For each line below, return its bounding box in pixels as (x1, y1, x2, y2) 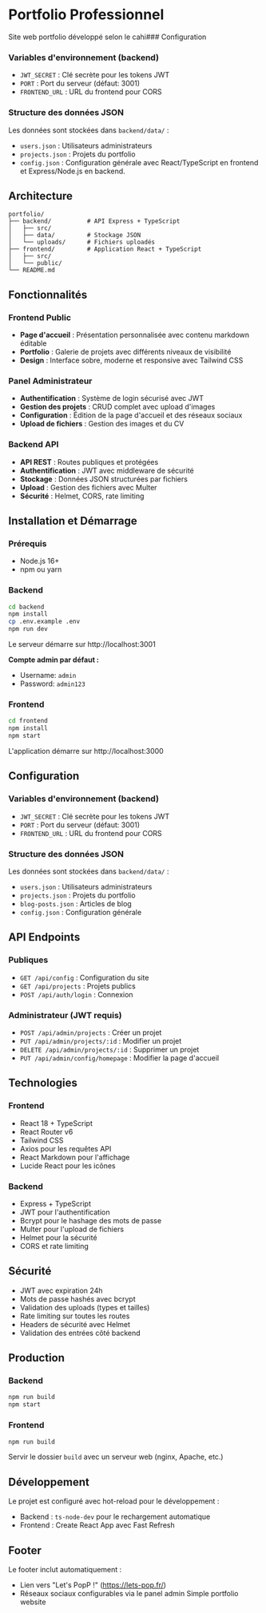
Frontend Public (8, 311, 72, 323)
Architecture (8, 189, 73, 203)
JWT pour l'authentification (19, 1207, 110, 1217)
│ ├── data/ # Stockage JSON (8, 232, 141, 240)
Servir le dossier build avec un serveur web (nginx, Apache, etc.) (8, 1452, 224, 1462)
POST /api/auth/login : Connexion (19, 989, 133, 999)
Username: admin (19, 671, 77, 680)
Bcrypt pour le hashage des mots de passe (19, 1215, 162, 1225)
